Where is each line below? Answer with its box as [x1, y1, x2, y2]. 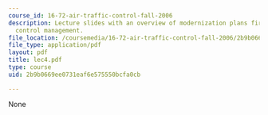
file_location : [8, 33, 59, 42]
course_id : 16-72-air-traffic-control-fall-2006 [8, 11, 173, 20]
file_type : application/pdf [8, 41, 102, 49]
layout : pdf [8, 48, 48, 56]
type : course [8, 63, 52, 71]
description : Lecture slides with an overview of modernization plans [8, 19, 248, 27]
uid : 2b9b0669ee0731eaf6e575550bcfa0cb [8, 71, 141, 79]
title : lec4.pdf [8, 56, 62, 64]
